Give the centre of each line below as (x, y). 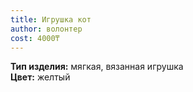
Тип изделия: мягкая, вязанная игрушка (97, 67)
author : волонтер (46, 29)
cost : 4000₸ (35, 38)
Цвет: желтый (40, 77)
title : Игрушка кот (51, 19)
